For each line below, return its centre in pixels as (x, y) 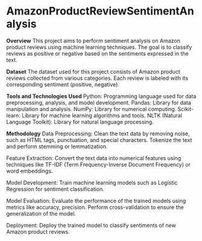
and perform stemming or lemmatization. (57, 146)
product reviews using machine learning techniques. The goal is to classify (99, 47)
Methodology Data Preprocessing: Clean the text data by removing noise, (98, 133)
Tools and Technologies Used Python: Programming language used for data (101, 96)
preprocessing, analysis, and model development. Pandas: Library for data (99, 102)
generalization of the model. (41, 213)
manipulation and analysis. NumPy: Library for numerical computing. (91, 109)
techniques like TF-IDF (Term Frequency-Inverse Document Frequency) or (99, 164)
